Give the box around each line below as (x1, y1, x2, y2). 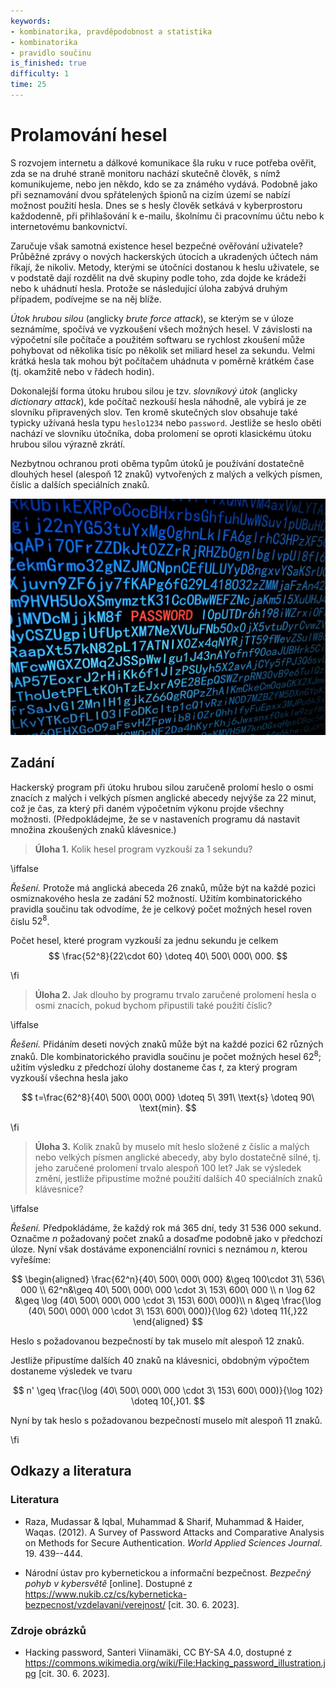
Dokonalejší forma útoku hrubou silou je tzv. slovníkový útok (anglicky (10, 385, 298, 397)
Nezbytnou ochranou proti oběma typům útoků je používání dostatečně (10, 457, 305, 469)
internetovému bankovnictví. (10, 220, 128, 232)
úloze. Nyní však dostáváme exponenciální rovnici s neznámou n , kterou (10, 1243, 308, 1255)
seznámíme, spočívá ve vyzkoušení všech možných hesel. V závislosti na (10, 323, 313, 335)
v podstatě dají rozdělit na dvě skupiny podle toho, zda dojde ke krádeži (10, 271, 307, 284)
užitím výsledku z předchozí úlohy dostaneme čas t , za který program (10, 1061, 298, 1073)
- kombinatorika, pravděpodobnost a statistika (10, 26, 213, 37)
